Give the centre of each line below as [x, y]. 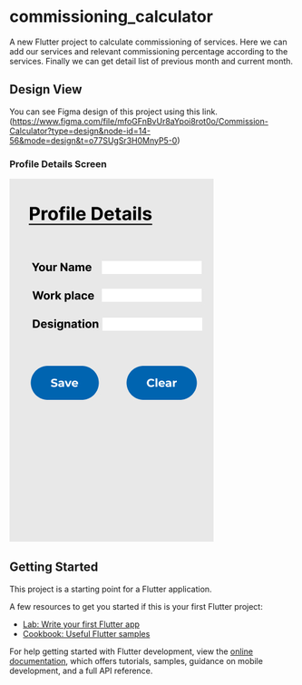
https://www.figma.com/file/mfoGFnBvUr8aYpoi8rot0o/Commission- [141, 121]
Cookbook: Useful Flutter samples [86, 633]
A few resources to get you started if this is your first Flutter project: [136, 606]
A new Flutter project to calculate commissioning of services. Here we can [148, 42]
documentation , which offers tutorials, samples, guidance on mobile [136, 661]
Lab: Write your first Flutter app [81, 624]
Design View [46, 89]
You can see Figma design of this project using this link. [113, 112]
